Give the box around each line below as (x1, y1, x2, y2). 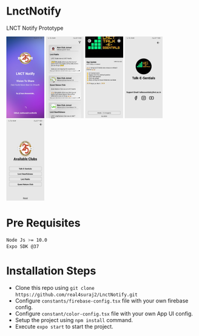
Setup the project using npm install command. (15, 316, 133, 323)
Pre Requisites (6, 216, 81, 230)
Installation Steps (6, 264, 96, 278)
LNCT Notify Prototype (6, 24, 64, 32)
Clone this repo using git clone (15, 284, 95, 291)
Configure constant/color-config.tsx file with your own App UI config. (15, 310, 193, 317)
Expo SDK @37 (6, 244, 39, 250)
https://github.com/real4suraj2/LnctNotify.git (15, 292, 138, 298)
